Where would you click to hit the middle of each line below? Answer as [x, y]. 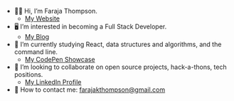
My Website [42, 18]
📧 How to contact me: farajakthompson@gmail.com [90, 90]
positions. [28, 74]
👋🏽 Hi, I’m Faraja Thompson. [55, 11]
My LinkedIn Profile [53, 82]
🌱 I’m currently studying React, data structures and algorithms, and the [118, 44]
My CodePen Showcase [60, 59]
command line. [36, 52]
